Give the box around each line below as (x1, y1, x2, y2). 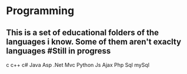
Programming (6, 4, 75, 18)
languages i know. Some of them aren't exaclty (6, 36, 181, 46)
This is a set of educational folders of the (6, 28, 159, 38)
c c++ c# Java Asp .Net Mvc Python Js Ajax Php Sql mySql (6, 62, 150, 68)
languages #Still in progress (6, 46, 111, 56)
